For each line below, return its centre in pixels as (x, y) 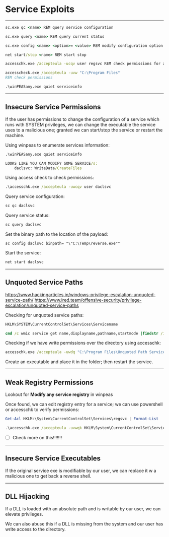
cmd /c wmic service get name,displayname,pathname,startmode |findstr (82, 333)
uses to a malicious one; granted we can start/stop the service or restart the (84, 130)
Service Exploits (40, 9)
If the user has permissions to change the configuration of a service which (82, 119)
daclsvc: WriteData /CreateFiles (48, 168)
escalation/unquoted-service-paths (42, 305)
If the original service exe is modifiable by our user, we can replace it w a (81, 471)
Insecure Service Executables (53, 459)
